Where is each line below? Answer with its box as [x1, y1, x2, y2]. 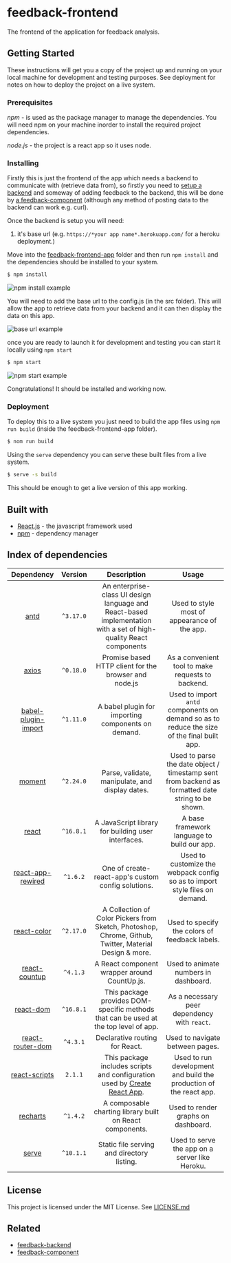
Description [107, 569, 146, 579]
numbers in [175, 967, 212, 977]
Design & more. [102, 948, 151, 957]
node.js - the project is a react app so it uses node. [7, 141, 151, 149]
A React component [94, 959, 159, 968]
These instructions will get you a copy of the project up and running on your [7, 65, 222, 74]
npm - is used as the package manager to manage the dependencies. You [7, 114, 217, 122]
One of [102, 863, 124, 873]
